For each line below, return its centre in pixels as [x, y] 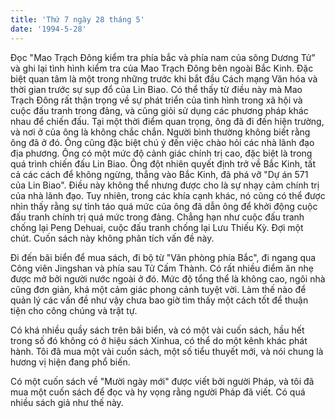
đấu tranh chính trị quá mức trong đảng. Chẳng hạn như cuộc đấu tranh [157, 217]
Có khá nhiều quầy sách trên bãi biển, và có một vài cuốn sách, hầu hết [157, 330]
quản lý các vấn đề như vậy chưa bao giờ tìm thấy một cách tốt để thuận [159, 300]
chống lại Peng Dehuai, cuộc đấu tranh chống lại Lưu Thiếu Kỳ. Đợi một [157, 227]
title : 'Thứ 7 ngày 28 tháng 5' [77, 19]
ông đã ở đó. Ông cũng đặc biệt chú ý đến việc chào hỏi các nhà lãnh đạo [162, 142]
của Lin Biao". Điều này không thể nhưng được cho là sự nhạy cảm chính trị [165, 185]
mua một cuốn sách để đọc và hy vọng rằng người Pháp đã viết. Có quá [158, 392]
